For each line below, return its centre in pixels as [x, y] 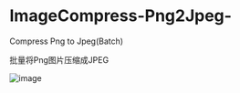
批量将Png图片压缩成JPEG [59, 59]
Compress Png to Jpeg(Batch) [67, 41]
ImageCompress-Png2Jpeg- [121, 16]
